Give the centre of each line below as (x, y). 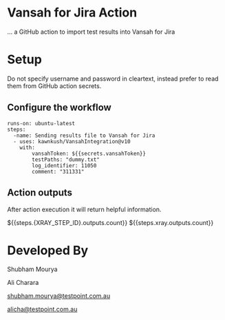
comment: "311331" (58, 171)
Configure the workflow (59, 108)
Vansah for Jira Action (72, 13)
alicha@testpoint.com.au (42, 309)
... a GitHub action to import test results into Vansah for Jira (91, 32)
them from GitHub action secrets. (54, 86)
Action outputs (40, 193)
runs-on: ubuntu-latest (41, 123)
